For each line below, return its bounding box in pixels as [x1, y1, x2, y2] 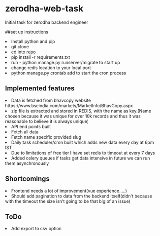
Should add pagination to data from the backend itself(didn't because [11, 193, 153, 199]
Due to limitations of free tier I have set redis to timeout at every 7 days [11, 150, 155, 156]
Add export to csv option [11, 226, 62, 232]
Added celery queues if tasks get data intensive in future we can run [11, 155, 150, 161]
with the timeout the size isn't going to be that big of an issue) [5, 198, 130, 204]
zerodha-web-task [5, 3, 84, 14]
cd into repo [11, 49, 36, 55]
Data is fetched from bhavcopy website [11, 97, 91, 103]
